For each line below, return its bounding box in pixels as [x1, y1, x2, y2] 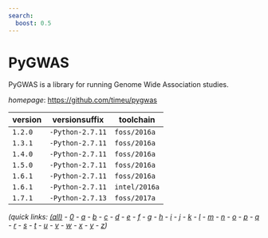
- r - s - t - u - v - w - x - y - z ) [8, 220, 108, 230]
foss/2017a [114, 193, 156, 203]
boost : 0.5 [15, 19, 52, 27]
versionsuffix [52, 114, 104, 125]
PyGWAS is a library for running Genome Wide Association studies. [8, 80, 229, 89]
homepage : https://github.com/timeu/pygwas [8, 95, 158, 105]
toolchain [118, 114, 156, 125]
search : [8, 11, 34, 20]
